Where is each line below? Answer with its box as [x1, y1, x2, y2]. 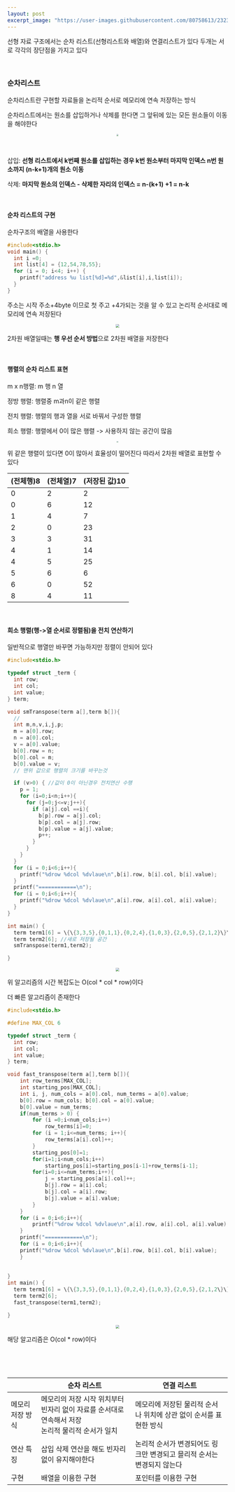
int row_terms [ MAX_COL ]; [20, 1078, 92, 1085]
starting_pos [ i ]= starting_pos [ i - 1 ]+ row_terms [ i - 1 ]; [44, 1162, 199, 1169]
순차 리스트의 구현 [7, 211, 56, 219]
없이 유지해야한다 [41, 1454, 95, 1464]
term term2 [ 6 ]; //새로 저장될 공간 [13, 935, 107, 943]
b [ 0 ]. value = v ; [13, 760, 61, 768]
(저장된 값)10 [83, 476, 126, 486]
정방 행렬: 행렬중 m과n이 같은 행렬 [7, 397, 100, 405]
